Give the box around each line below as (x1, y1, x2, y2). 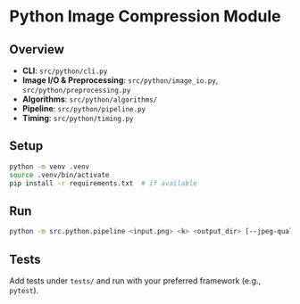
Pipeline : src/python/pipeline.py (21, 103, 146, 113)
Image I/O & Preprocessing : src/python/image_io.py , (21, 75, 219, 86)
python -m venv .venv (9, 162, 90, 171)
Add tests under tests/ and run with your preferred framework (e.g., (9, 275, 262, 286)
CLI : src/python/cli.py (21, 65, 108, 76)
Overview (9, 42, 65, 57)
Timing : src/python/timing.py (21, 113, 134, 123)
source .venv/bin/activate (9, 170, 110, 179)
